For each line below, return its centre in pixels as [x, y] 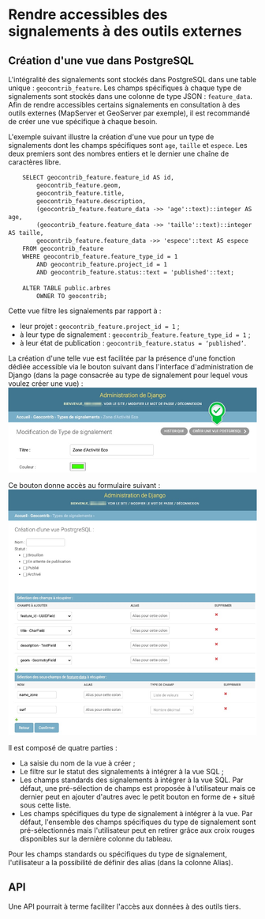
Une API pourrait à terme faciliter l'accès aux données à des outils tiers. [125, 906]
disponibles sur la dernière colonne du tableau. [96, 838]
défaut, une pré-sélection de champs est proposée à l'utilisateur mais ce [138, 788]
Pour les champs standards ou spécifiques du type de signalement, [118, 854]
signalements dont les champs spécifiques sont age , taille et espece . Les [128, 145]
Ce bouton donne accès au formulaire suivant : [84, 486]
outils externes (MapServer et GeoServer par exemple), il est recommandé [129, 113]
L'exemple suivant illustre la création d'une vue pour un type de [111, 137]
